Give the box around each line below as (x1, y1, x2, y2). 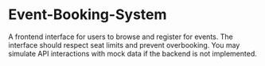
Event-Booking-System (8, 6, 167, 24)
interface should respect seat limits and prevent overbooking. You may (8, 40, 240, 49)
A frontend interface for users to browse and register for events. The (8, 32, 233, 41)
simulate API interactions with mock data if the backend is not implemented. (8, 49, 257, 58)
